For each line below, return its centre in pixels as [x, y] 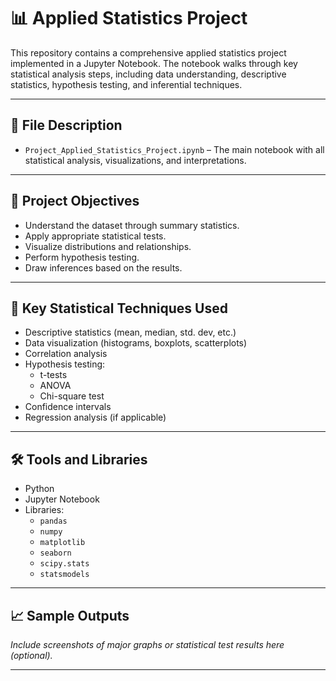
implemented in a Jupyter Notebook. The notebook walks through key [154, 63]
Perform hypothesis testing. [82, 257]
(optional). [31, 655]
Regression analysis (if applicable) [95, 417]
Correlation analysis [66, 354]
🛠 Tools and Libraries [79, 459]
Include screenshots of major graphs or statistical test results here [147, 644]
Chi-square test [72, 396]
